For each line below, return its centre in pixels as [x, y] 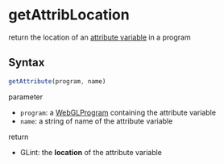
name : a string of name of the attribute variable [96, 121]
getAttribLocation [69, 15]
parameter [26, 97]
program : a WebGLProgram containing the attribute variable [118, 112]
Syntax [27, 63]
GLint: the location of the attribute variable [91, 152]
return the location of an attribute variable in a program [100, 37]
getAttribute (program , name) [57, 81]
